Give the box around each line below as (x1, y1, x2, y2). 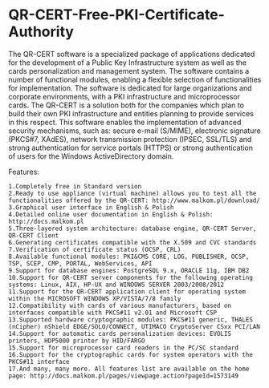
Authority (8, 22, 75, 41)
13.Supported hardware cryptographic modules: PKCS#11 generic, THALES (8, 315, 253, 324)
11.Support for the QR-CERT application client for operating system (8, 287, 247, 296)
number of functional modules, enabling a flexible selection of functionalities (8, 75, 262, 84)
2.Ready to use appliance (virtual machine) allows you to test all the (8, 189, 257, 197)
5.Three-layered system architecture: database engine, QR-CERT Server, (8, 224, 257, 232)
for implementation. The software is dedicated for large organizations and (8, 83, 252, 93)
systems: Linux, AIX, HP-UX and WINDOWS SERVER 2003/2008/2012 (8, 281, 225, 289)
